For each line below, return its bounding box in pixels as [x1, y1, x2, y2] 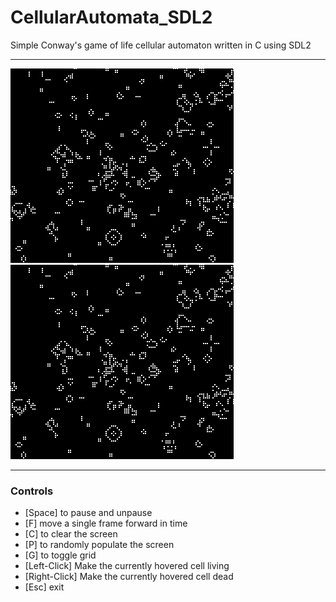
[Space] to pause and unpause [24, 507, 153, 519]
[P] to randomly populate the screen [24, 539, 175, 551]
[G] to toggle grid [24, 549, 97, 561]
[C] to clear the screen [24, 528, 118, 540]
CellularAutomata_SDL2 [10, 6, 213, 29]
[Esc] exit [24, 581, 65, 593]
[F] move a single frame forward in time [24, 517, 188, 530]
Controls [10, 484, 54, 498]
